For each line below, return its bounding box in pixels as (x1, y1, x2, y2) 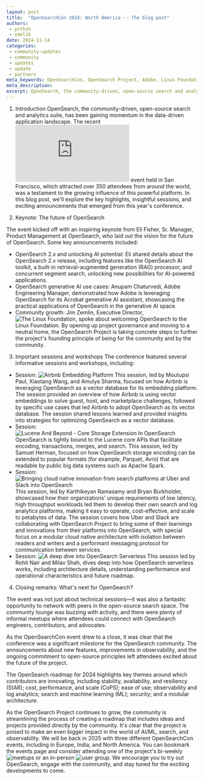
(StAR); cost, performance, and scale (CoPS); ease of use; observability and (6, 684, 197, 691)
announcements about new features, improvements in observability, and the (6, 646, 197, 653)
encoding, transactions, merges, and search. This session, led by (15, 442, 178, 450)
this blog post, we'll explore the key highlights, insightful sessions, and (15, 196, 192, 203)
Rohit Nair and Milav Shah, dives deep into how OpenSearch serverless (15, 559, 194, 566)
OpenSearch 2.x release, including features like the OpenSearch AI (15, 257, 183, 264)
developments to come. (6, 767, 66, 774)
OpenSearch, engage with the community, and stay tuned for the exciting (6, 760, 189, 768)
